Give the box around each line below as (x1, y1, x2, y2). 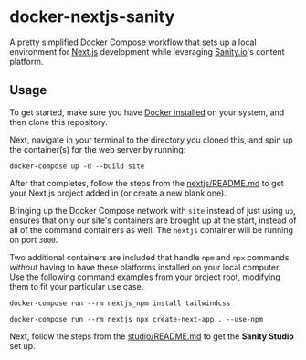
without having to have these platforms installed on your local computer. (9, 261, 281, 272)
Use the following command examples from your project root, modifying (9, 271, 280, 282)
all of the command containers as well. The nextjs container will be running (9, 224, 294, 235)
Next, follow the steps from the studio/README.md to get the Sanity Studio (9, 331, 294, 342)
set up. (9, 340, 36, 351)
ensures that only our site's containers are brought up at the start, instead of (9, 215, 297, 226)
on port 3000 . (9, 234, 58, 245)
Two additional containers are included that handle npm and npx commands (9, 251, 290, 262)
